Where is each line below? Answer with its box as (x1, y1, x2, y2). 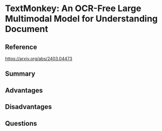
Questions (5, 119, 37, 128)
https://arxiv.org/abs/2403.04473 (5, 56, 72, 61)
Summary (5, 70, 36, 78)
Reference (5, 43, 37, 51)
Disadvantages (5, 103, 52, 111)
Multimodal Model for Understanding (5, 13, 158, 24)
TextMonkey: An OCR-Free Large (5, 3, 142, 14)
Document (5, 24, 49, 34)
